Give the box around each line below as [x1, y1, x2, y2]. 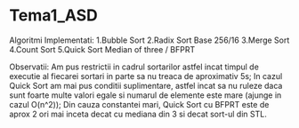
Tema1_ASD [9, 5, 98, 26]
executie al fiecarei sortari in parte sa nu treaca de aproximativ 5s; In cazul [9, 70, 283, 81]
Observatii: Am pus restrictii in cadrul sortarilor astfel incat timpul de [9, 61, 260, 72]
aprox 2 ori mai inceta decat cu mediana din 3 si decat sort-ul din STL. [9, 108, 267, 119]
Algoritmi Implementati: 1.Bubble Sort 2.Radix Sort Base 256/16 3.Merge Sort [9, 35, 290, 45]
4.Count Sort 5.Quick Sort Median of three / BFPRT [9, 44, 196, 54]
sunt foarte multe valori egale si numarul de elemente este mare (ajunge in [9, 90, 282, 100]
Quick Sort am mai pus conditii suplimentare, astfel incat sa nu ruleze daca [9, 80, 283, 91]
